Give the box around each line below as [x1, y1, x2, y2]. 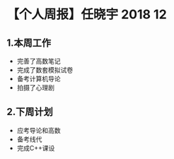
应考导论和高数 [16, 126, 61, 134]
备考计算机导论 [16, 75, 61, 83]
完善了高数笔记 [16, 57, 61, 65]
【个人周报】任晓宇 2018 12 [6, 6, 167, 23]
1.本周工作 [6, 37, 52, 49]
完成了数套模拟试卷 [16, 66, 74, 74]
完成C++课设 [16, 143, 55, 152]
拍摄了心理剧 [16, 83, 54, 92]
